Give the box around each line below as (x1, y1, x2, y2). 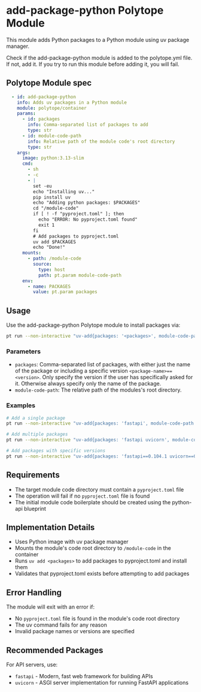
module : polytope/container (17, 105, 87, 111)
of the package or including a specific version (14, 367, 129, 375)
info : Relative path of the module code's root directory (28, 139, 175, 145)
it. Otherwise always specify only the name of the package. (14, 380, 162, 387)
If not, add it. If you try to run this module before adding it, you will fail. (6, 61, 179, 68)
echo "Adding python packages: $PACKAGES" (32, 200, 141, 206)
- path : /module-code (28, 255, 82, 261)
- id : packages (22, 116, 60, 122)
